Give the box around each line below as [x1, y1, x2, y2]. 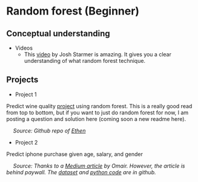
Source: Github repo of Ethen [13, 127, 86, 134]
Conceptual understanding [6, 28, 110, 39]
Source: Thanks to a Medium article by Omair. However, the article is [13, 162, 185, 169]
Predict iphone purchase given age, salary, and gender [6, 150, 144, 158]
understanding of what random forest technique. [24, 57, 146, 64]
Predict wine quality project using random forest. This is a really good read [6, 102, 193, 109]
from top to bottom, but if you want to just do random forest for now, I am [6, 109, 189, 116]
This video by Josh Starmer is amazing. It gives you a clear [24, 51, 171, 58]
